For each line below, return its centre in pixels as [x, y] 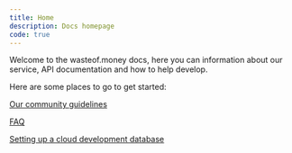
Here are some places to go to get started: [88, 87]
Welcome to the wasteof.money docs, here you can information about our [146, 60]
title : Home [32, 18]
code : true [30, 34]
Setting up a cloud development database [87, 139]
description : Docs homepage [62, 26]
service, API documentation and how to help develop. [109, 69]
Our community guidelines [59, 104]
